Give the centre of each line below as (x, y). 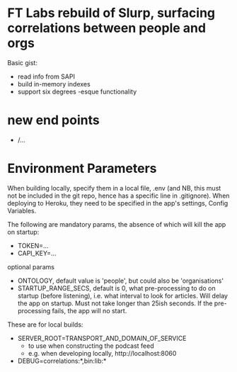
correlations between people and (107, 28)
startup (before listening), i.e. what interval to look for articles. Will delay (123, 295)
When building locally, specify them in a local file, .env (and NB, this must (114, 188)
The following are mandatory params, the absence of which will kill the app (117, 224)
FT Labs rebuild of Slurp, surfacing (111, 13)
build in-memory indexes (54, 84)
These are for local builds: (45, 325)
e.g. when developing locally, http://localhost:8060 (102, 353)
